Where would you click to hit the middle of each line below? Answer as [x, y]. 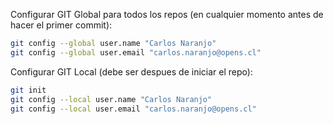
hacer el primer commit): [61, 25]
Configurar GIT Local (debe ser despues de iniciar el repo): [131, 71]
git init [28, 90]
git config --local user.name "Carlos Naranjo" [111, 99]
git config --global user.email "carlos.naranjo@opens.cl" [136, 52]
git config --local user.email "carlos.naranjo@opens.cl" [133, 109]
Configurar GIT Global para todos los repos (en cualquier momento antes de [167, 14]
